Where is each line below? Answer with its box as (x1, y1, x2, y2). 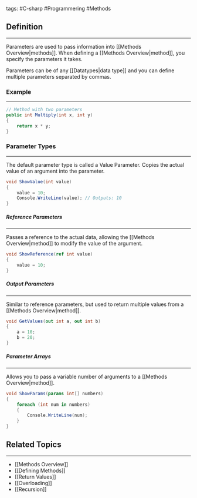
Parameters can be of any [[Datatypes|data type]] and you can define (6, 67, 175, 74)
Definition (6, 22, 43, 32)
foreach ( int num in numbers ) (16, 402, 91, 408)
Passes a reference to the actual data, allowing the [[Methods (6, 234, 155, 241)
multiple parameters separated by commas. (6, 73, 111, 80)
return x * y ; (16, 123, 51, 129)
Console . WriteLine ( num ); (27, 412, 88, 419)
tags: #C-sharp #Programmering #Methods (6, 5, 111, 12)
